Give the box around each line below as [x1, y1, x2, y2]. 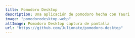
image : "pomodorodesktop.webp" [5, 16, 71, 21]
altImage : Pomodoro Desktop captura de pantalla [5, 21, 110, 26]
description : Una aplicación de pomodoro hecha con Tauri [5, 12, 130, 17]
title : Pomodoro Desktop [5, 7, 58, 12]
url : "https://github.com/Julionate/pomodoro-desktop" [5, 26, 123, 31]
